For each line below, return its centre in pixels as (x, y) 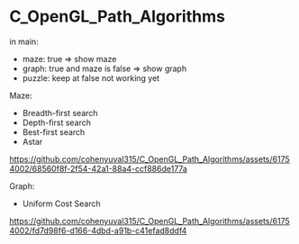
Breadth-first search (60, 113)
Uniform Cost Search (61, 203)
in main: (24, 41)
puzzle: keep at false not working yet (91, 77)
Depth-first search (57, 122)
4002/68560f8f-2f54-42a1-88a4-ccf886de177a (98, 168)
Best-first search (54, 131)
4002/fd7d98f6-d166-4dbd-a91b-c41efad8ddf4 (98, 230)
